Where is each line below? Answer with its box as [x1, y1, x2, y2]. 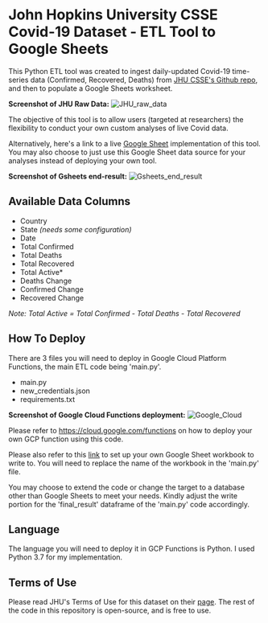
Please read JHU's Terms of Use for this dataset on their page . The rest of [8, 597, 255, 607]
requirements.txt [19, 394, 76, 404]
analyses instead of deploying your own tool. [8, 155, 157, 166]
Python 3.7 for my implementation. [8, 552, 123, 562]
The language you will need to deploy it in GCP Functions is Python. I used [8, 544, 255, 554]
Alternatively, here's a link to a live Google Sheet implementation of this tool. [8, 138, 262, 148]
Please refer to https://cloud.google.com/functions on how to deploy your [8, 425, 253, 435]
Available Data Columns [8, 195, 131, 208]
